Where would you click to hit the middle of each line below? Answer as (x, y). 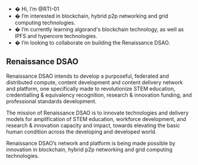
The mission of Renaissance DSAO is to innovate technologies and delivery (98, 113)
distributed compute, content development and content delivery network (95, 82)
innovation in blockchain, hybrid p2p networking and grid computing (89, 149)
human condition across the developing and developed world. (81, 131)
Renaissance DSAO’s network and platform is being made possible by (91, 143)
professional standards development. (51, 101)
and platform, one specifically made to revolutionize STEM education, (91, 88)
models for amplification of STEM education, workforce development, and (96, 119)
